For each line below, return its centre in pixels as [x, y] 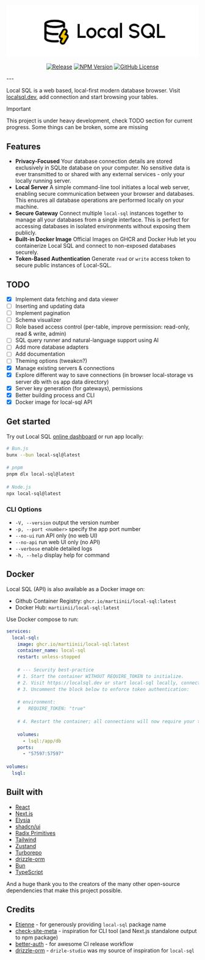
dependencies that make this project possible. [64, 890]
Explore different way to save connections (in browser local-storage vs [104, 374]
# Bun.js [17, 448]
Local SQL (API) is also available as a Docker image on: [76, 589]
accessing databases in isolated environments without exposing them [103, 226]
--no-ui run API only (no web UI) [56, 535]
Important [19, 109]
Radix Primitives [35, 833]
